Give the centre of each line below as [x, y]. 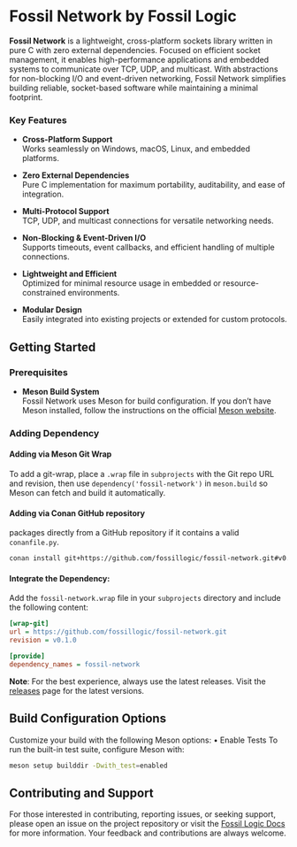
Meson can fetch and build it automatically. [88, 493]
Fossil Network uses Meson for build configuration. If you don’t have [147, 401]
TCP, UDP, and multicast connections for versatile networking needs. [148, 221]
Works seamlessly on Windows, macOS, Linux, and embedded [136, 149]
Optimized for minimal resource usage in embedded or [121, 283]
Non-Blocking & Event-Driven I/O [84, 238]
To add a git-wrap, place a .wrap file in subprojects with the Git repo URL [142, 474]
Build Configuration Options [88, 719]
